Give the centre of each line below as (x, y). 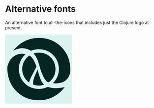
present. (14, 27)
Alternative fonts (41, 9)
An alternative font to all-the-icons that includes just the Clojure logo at (77, 22)
